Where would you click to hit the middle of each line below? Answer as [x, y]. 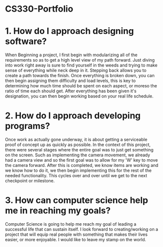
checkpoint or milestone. [30, 181]
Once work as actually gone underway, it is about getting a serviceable [76, 140]
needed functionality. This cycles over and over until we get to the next [76, 176]
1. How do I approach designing [70, 31]
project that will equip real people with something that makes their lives [76, 234]
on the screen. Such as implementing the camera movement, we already [78, 155]
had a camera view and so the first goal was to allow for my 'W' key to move [81, 160]
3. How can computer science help [77, 200]
